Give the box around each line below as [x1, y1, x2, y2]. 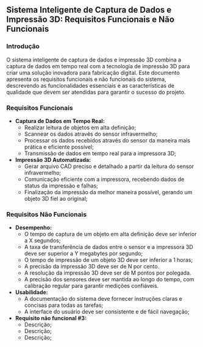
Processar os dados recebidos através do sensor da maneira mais [24, 136, 191, 144]
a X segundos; [24, 237, 61, 244]
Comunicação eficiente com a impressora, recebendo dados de [24, 175, 185, 183]
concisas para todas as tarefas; [24, 301, 104, 309]
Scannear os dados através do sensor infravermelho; [24, 130, 158, 138]
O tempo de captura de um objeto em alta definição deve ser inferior [24, 231, 197, 238]
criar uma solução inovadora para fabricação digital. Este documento [6, 69, 180, 76]
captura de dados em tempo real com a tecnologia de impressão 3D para [6, 62, 190, 69]
